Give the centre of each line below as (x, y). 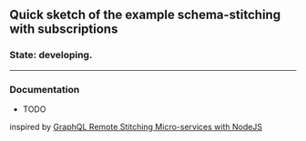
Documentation (45, 89)
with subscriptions (64, 30)
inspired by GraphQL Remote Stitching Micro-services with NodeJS (136, 126)
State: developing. (51, 55)
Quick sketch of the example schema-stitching (145, 15)
